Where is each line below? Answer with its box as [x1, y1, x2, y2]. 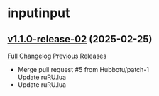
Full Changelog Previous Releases [7, 52, 107, 60]
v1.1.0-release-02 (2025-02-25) [7, 33, 153, 45]
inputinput [7, 5, 70, 21]
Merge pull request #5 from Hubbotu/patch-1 [17, 66, 150, 73]
